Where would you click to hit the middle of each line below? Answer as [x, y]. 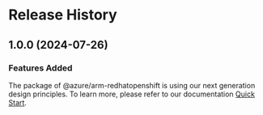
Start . [17, 102]
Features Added [40, 68]
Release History [63, 15]
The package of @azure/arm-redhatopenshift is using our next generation [132, 85]
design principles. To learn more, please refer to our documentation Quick [131, 94]
